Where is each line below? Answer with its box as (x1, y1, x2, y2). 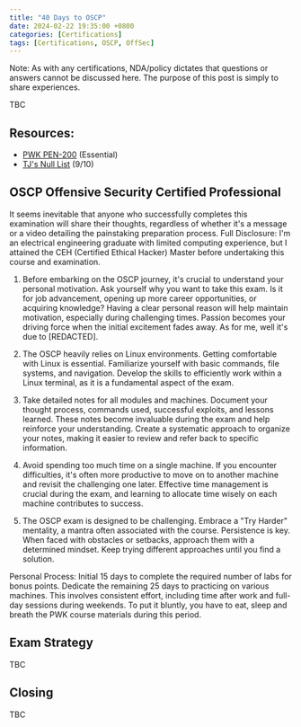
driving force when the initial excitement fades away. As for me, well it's (22, 321, 288, 332)
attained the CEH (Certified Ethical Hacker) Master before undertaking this (9, 246, 285, 257)
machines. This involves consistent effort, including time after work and (9, 590, 274, 600)
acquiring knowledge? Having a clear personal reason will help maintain (22, 302, 288, 313)
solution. (22, 554, 55, 564)
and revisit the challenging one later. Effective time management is (22, 478, 269, 490)
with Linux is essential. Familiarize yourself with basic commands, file (22, 358, 280, 368)
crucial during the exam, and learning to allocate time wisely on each (22, 488, 278, 499)
